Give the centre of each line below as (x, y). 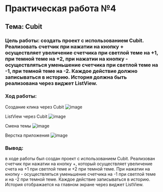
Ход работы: (21, 96)
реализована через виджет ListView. (51, 83)
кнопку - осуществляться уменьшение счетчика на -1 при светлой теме (81, 174)
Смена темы (18, 126)
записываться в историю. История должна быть (66, 77)
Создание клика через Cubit (35, 107)
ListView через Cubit (26, 116)
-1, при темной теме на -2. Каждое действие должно (71, 71)
